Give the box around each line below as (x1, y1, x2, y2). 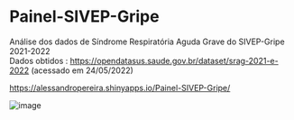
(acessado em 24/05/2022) (31, 65, 133, 76)
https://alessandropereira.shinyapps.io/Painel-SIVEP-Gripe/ (9, 82, 231, 93)
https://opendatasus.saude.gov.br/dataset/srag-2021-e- (69, 55, 279, 66)
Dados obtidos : (9, 55, 69, 66)
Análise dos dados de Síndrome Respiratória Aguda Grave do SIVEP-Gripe (9, 36, 286, 47)
